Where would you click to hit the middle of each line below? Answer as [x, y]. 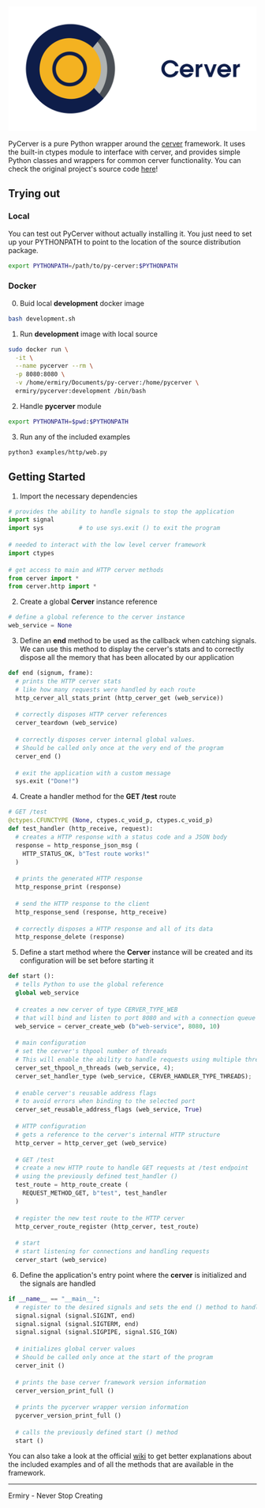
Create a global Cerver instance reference [88, 602]
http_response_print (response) [69, 887]
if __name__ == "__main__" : [54, 1299]
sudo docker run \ [38, 349]
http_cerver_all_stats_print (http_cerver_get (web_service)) [119, 698]
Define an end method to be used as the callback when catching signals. [138, 641]
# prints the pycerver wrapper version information [102, 1408]
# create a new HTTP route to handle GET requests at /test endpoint [132, 1168]
